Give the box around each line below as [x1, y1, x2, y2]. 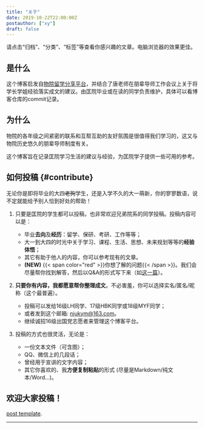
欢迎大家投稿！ [6, 393, 63, 403]
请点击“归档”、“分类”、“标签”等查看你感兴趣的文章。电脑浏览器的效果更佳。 [6, 43, 196, 51]
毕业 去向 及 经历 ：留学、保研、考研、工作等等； [24, 231, 141, 238]
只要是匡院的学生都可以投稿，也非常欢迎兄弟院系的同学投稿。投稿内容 [15, 210, 191, 217]
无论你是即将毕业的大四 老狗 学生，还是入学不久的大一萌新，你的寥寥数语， [6, 189, 192, 197]
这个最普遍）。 [25, 289, 61, 296]
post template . [6, 410, 42, 417]
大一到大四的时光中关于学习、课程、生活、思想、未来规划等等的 [24, 238, 184, 245]
